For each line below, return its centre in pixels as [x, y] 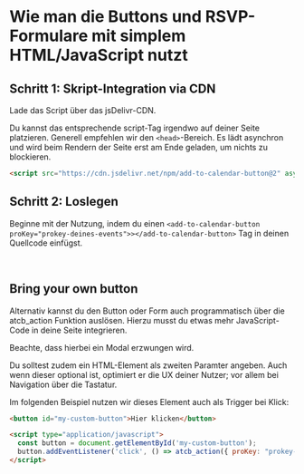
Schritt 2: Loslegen [64, 202]
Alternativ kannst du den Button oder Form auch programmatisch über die [147, 311]
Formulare [49, 36]
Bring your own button [74, 289]
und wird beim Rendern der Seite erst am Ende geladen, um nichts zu [139, 147]
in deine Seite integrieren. [79, 330]
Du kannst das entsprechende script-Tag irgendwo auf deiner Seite [135, 128]
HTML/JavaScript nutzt [99, 55]
